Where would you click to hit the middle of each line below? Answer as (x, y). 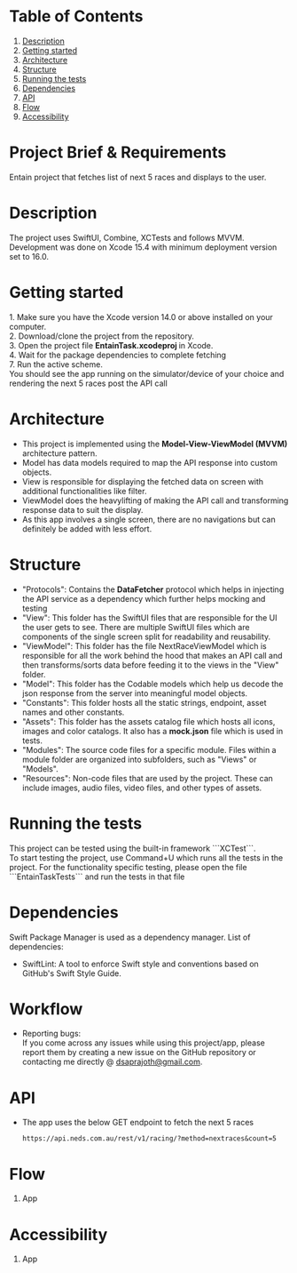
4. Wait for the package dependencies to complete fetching (118, 355)
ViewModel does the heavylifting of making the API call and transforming (155, 500)
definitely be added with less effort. (87, 528)
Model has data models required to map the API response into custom (149, 462)
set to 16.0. (29, 256)
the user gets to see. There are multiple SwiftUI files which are (136, 627)
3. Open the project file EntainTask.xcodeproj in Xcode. (111, 345)
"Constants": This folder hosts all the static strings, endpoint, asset (144, 702)
